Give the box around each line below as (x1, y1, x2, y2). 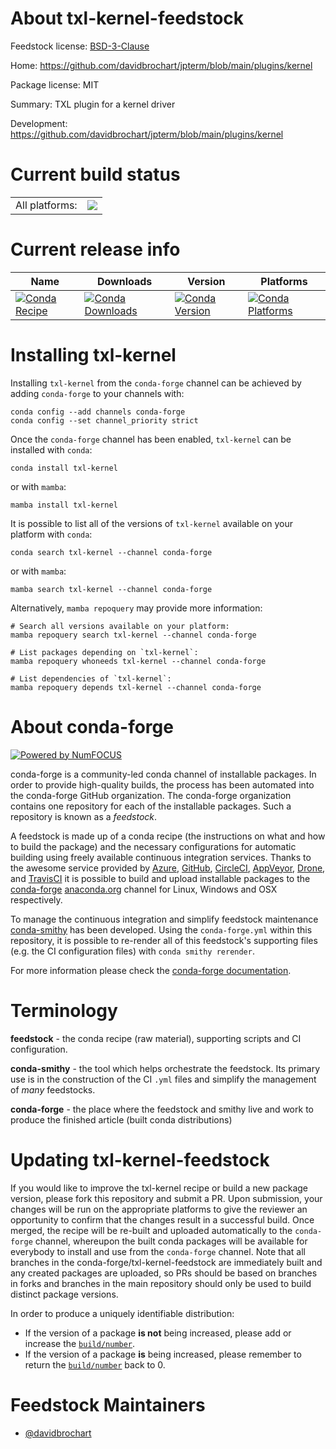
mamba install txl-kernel (10, 500, 118, 510)
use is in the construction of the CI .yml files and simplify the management (10, 1073, 317, 1085)
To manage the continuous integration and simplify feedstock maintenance (10, 913, 319, 925)
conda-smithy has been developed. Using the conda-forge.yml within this (10, 923, 313, 936)
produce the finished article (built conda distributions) (10, 1113, 233, 1126)
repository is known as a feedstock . (10, 810, 158, 822)
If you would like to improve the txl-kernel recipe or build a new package (10, 1182, 308, 1194)
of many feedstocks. (10, 1083, 96, 1096)
